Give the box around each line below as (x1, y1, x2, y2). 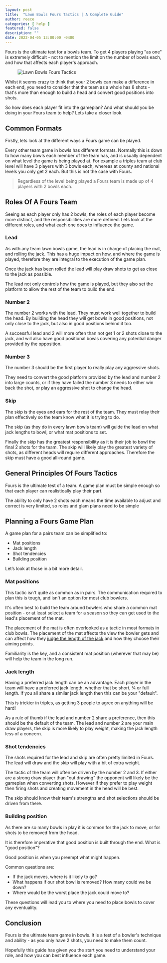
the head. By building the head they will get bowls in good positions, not (5, 315, 153, 321)
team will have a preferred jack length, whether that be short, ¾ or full (5, 685, 149, 691)
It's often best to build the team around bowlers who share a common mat (5, 604, 157, 610)
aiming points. (5, 640, 34, 647)
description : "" (5, 30, 39, 35)
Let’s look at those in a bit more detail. (5, 565, 83, 572)
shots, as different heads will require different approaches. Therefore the (5, 449, 155, 455)
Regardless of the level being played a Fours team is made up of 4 (17, 178, 154, 184)
